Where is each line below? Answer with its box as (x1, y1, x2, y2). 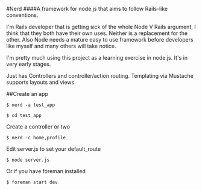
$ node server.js (6, 157, 50, 163)
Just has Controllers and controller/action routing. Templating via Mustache (6, 72, 194, 79)
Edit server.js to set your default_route (6, 145, 101, 153)
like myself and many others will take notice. (6, 42, 116, 49)
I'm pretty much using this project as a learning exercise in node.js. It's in (6, 54, 188, 61)
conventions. (6, 11, 39, 19)
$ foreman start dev (6, 179, 58, 185)
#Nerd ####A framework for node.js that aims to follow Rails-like (6, 5, 168, 12)
